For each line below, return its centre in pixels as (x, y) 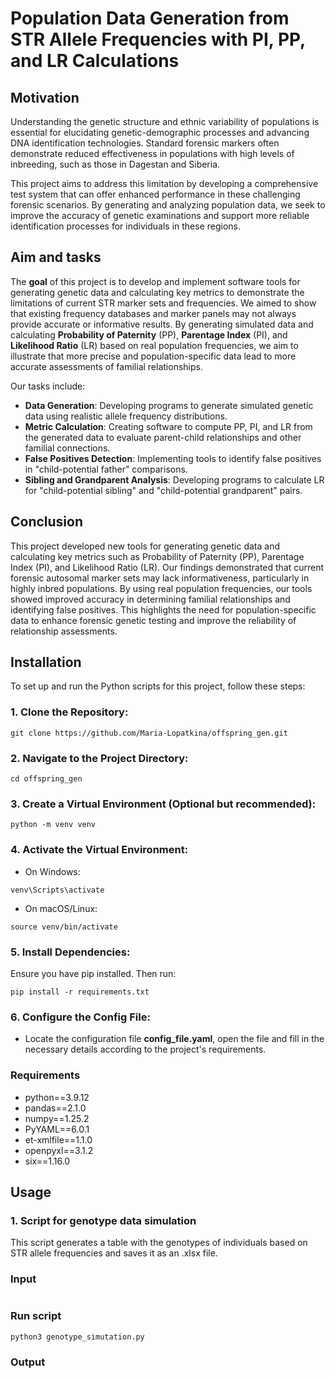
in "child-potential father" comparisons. (106, 469)
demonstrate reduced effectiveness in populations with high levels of (152, 153)
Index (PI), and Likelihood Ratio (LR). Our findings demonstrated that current (167, 567)
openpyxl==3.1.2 (59, 1150)
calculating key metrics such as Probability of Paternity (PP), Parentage (157, 556)
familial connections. (67, 448)
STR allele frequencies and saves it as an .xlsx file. (114, 1253)
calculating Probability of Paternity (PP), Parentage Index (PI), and (149, 334)
